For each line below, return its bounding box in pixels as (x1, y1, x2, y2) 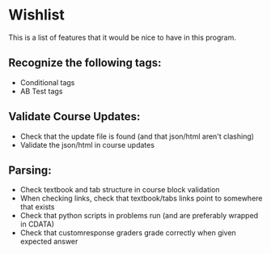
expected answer (19, 237, 78, 247)
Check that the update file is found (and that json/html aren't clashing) (19, 131, 255, 141)
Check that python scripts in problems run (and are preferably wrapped (19, 211, 259, 221)
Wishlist (8, 6, 65, 24)
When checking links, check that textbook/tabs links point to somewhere (19, 193, 263, 204)
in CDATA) (19, 219, 55, 229)
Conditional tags (19, 77, 75, 87)
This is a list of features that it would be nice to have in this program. (8, 32, 237, 42)
